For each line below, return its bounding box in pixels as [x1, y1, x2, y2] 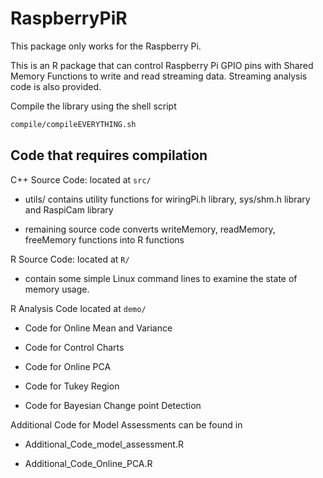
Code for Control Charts [24, 341, 125, 353]
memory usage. [24, 283, 90, 295]
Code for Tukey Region [24, 380, 120, 392]
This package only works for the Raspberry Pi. [10, 40, 202, 52]
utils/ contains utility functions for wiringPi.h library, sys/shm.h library [24, 193, 311, 205]
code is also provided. [10, 80, 102, 92]
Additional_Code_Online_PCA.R [24, 457, 153, 469]
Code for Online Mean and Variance [24, 322, 173, 334]
